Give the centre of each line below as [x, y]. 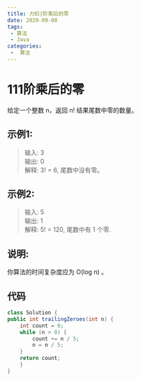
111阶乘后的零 [46, 90]
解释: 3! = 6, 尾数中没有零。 [64, 170]
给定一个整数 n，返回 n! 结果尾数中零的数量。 [73, 110]
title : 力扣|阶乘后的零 [38, 14]
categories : [24, 46]
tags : [15, 27]
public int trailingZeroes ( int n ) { [60, 319]
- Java [20, 40]
